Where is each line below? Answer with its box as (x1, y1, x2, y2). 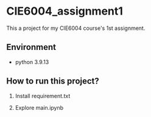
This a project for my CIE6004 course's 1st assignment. (6, 24, 146, 32)
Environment (6, 42, 57, 52)
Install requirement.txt (15, 92, 71, 99)
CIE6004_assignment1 (6, 4, 124, 18)
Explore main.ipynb (15, 104, 64, 111)
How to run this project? (6, 76, 99, 87)
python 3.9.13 (15, 58, 49, 65)
